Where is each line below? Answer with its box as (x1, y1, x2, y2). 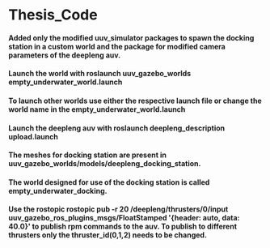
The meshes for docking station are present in (8, 150, 167, 160)
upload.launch (8, 131, 58, 141)
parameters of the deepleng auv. (8, 50, 121, 60)
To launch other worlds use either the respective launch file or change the (8, 96, 263, 105)
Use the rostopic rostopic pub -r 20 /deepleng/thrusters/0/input (8, 204, 229, 214)
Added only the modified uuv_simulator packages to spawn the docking (8, 32, 255, 42)
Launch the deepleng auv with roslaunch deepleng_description (8, 123, 226, 133)
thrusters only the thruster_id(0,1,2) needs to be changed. (8, 230, 208, 240)
